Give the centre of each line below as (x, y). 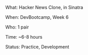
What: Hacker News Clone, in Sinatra (44, 7)
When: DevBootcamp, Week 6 (37, 17)
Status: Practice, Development (37, 47)
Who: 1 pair (17, 27)
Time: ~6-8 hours (24, 37)
